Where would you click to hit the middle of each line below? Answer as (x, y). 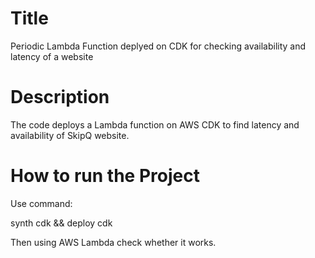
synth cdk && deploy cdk (61, 223)
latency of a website (52, 56)
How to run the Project (105, 176)
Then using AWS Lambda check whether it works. (113, 242)
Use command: (41, 203)
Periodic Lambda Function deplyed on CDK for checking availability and (158, 46)
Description (60, 97)
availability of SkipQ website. (70, 135)
